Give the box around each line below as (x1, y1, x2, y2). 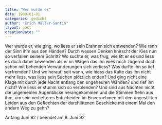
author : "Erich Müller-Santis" (5, 20, 69, 26)
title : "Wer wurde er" (5, 7, 51, 12)
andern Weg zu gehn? (5, 105, 50, 111)
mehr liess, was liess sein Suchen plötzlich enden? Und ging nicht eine (5, 74, 147, 80)
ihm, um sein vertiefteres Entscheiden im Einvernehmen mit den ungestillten (5, 95, 157, 100)
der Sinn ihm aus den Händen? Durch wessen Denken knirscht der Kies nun (5, 48, 157, 54)
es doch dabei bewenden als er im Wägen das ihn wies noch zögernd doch (5, 59, 156, 64)
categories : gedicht (5, 16, 47, 21)
